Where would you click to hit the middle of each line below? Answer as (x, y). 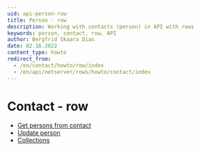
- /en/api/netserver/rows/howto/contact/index (82, 72)
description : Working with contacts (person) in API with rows (101, 26)
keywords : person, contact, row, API (62, 33)
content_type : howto (37, 53)
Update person (39, 133)
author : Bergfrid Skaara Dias (51, 40)
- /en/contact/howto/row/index (59, 65)
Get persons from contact (54, 125)
